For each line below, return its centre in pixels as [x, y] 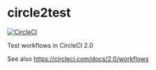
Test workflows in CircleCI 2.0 [50, 45]
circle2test [39, 13]
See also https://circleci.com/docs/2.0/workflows [78, 59]
